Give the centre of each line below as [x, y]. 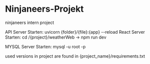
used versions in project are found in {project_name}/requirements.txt [75, 56]
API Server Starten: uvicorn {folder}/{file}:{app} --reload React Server [75, 32]
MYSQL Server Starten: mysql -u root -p [46, 46]
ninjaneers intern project [30, 22]
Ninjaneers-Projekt [44, 9]
